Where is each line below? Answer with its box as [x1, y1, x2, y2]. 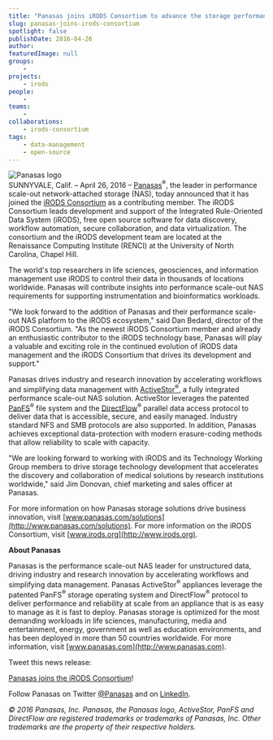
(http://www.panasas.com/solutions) [8, 521, 132, 531]
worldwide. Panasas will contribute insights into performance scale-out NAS [8, 282, 264, 293]
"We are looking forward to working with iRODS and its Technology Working [8, 453, 262, 464]
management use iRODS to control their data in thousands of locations [8, 274, 245, 284]
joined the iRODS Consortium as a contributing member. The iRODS [8, 198, 234, 207]
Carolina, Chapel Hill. [8, 250, 79, 259]
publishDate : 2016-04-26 [8, 34, 93, 43]
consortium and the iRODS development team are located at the [8, 233, 223, 242]
